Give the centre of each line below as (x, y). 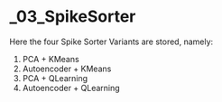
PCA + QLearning (55, 78)
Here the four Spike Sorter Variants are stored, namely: (111, 42)
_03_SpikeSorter (73, 17)
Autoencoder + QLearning (71, 88)
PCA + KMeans (51, 59)
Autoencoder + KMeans (67, 69)
